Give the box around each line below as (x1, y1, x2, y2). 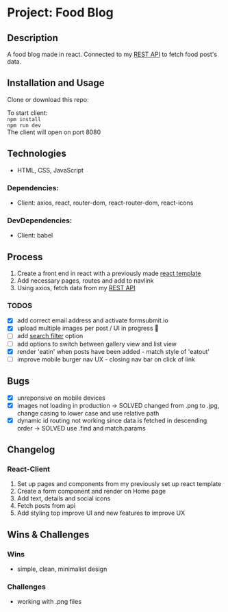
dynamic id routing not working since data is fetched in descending (16, 416, 207, 424)
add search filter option (16, 332, 84, 340)
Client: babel (16, 231, 53, 240)
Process (7, 251, 43, 263)
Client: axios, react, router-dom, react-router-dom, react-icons (16, 199, 194, 207)
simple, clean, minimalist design (16, 565, 107, 573)
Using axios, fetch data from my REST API (16, 284, 136, 292)
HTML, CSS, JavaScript (16, 166, 84, 174)
